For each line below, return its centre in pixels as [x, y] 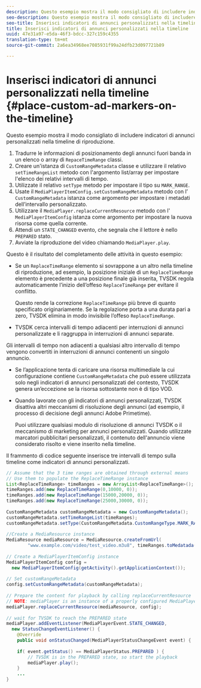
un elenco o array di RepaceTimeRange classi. [69, 159]
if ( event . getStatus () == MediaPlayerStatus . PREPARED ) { [91, 651]
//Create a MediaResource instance [51, 534]
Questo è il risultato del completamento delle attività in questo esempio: [95, 254]
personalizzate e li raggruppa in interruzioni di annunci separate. [95, 333]
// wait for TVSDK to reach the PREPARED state [67, 618]
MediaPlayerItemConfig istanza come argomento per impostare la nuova [103, 217]
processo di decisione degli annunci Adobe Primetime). [83, 413]
